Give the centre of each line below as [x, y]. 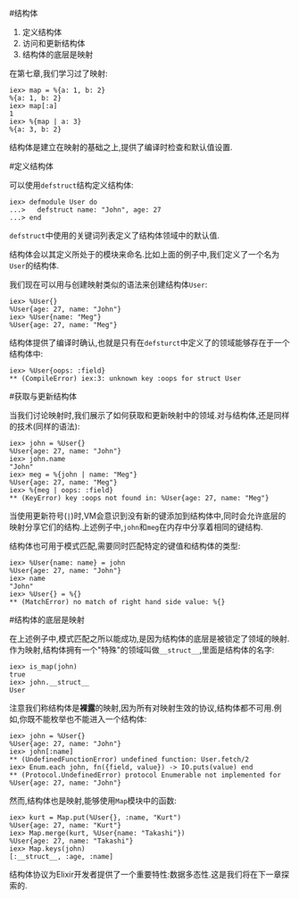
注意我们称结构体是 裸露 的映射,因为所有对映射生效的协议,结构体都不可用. [142, 708]
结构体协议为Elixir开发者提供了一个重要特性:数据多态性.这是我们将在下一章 [145, 874]
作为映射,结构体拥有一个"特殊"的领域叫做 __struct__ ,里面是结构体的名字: [142, 650]
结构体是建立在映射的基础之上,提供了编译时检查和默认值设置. [121, 147]
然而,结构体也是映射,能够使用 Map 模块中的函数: [93, 801]
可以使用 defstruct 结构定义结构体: [71, 185]
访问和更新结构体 [54, 43]
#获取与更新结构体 [43, 396]
